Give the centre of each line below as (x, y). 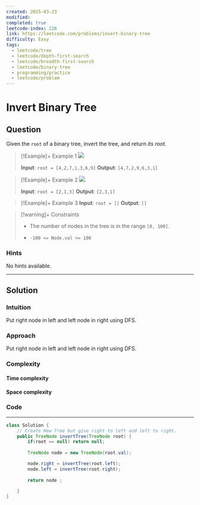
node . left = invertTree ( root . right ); (74, 469)
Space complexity (29, 392)
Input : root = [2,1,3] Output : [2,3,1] (68, 192)
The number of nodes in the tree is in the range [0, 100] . (100, 226)
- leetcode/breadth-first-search (53, 61)
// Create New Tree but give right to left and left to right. (97, 431)
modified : (18, 17)
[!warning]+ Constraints (50, 214)
